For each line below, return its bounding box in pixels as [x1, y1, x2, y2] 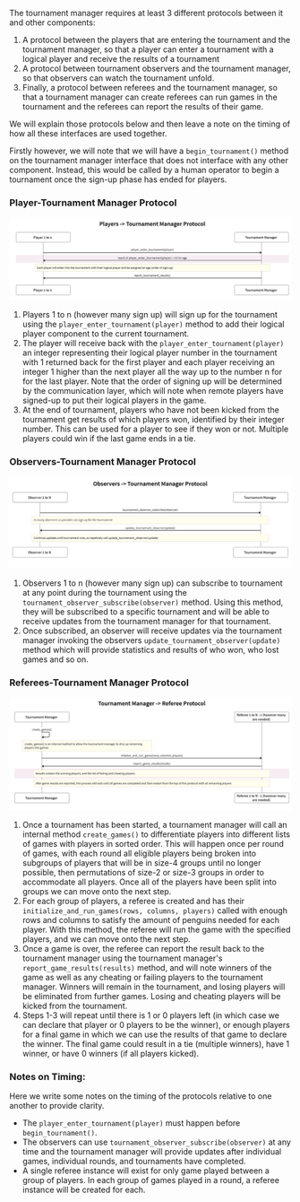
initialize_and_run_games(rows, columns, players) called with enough [21, 905, 288, 916]
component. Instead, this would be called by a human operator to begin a [9, 165, 279, 175]
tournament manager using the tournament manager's [21, 953, 223, 963]
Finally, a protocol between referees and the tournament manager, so [21, 83, 278, 92]
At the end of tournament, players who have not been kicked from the [21, 405, 280, 415]
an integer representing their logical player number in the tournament [21, 347, 278, 358]
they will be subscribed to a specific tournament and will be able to [21, 605, 270, 617]
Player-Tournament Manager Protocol [9, 196, 177, 209]
